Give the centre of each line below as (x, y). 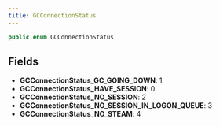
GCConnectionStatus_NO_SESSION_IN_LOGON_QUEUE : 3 (116, 106)
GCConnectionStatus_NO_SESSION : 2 (83, 97)
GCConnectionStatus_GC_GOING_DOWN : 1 (91, 80)
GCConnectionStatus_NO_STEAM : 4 (80, 114)
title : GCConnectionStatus (52, 15)
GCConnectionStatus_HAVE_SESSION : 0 (87, 89)
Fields (24, 61)
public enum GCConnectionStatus (61, 37)
